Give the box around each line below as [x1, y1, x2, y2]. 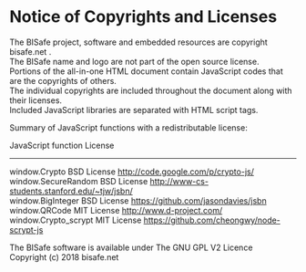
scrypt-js [9, 224, 44, 235]
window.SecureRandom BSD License [9, 175, 148, 186]
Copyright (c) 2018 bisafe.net [9, 251, 119, 262]
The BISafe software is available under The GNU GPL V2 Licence [9, 242, 253, 253]
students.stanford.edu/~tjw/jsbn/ [9, 185, 134, 196]
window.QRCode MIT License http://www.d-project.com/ [9, 204, 223, 215]
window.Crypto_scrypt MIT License [9, 214, 142, 225]
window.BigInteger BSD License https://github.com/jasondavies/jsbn [9, 194, 267, 206]
